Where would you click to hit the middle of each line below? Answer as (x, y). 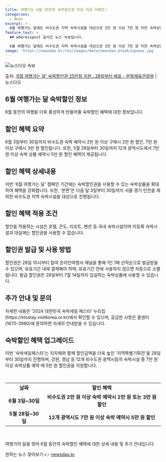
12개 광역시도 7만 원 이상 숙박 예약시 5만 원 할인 (102, 418)
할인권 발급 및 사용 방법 (38, 250)
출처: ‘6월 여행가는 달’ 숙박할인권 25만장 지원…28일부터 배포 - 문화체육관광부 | (81, 76)
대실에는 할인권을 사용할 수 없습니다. (49, 232)
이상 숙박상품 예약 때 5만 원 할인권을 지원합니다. (51, 366)
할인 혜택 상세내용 (31, 171)
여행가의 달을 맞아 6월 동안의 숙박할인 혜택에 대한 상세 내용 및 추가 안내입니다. (80, 444)
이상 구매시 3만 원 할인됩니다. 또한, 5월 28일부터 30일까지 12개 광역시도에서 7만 (82, 148)
